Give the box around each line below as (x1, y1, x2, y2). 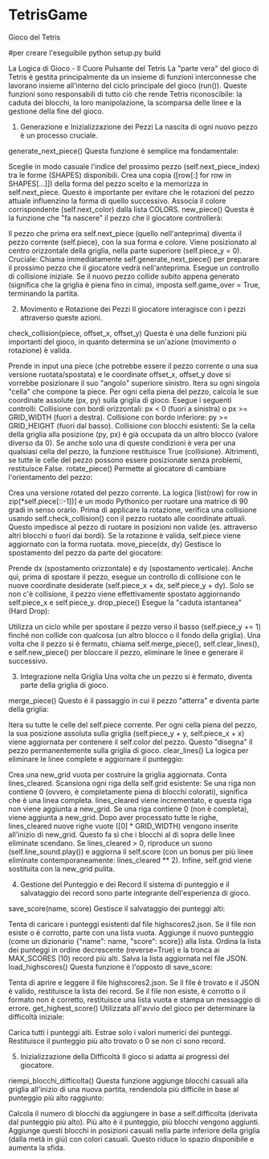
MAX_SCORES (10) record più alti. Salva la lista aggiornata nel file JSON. (8, 953, 248, 963)
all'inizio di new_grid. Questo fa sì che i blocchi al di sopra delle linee (8, 830, 235, 839)
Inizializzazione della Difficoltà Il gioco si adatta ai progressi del (19, 1051, 230, 1061)
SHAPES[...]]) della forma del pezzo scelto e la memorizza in (8, 179, 209, 188)
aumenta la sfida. (8, 1142, 66, 1153)
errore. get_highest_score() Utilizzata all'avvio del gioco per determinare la (8, 1003, 255, 1012)
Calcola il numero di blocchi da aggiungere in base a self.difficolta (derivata (8, 1108, 259, 1118)
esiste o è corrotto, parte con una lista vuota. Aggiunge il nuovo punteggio (8, 928, 255, 938)
